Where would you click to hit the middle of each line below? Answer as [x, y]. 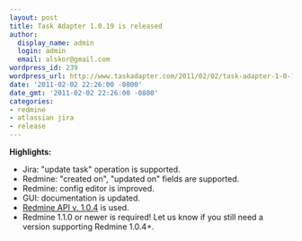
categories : [31, 101]
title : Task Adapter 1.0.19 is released [86, 26]
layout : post [34, 18]
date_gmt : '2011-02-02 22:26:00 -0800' [84, 93]
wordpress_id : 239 [44, 68]
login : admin [42, 51]
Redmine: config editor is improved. [88, 188]
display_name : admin [56, 43]
